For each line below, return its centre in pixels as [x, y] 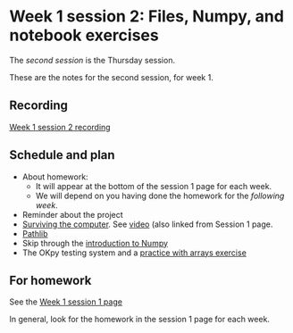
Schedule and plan [62, 155]
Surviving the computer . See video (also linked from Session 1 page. [147, 224]
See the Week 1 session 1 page [66, 302]
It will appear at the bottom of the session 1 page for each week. [154, 186]
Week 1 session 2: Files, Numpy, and [146, 17]
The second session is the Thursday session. [92, 60]
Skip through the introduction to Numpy [95, 243]
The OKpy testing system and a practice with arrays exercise [134, 253]
